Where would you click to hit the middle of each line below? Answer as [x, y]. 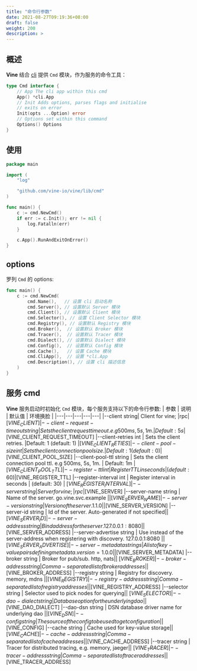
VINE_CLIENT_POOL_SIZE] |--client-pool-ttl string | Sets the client [88, 457]
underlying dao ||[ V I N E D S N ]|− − [45, 614]
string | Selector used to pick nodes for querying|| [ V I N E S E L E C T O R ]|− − [94, 594]
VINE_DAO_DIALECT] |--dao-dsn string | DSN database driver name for [95, 607]
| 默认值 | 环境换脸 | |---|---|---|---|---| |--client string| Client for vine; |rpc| [98, 416]
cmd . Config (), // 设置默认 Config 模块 [75, 346]
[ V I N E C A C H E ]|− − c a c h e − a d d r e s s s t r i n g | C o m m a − [69, 634]
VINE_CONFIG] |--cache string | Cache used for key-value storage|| [91, 628]
